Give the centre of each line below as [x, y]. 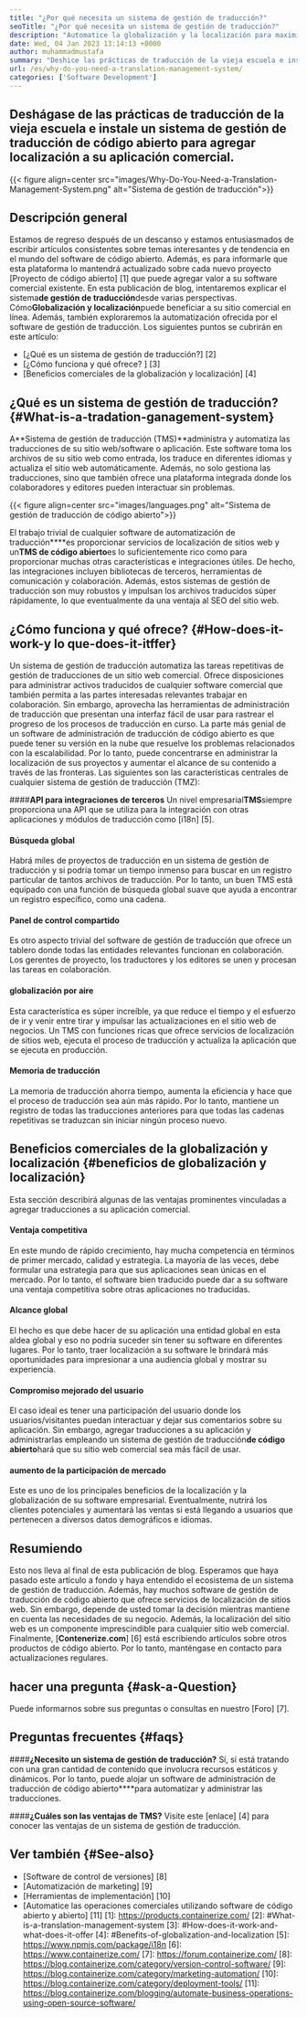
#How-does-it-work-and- [230, 1925]
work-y [31, 644]
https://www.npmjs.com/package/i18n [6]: [102, 1944]
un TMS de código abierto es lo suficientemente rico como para [128, 552]
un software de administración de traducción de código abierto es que [142, 733]
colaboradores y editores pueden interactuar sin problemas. [122, 488]
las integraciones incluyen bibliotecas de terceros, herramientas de [136, 571]
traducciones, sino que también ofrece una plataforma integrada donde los [151, 478]
